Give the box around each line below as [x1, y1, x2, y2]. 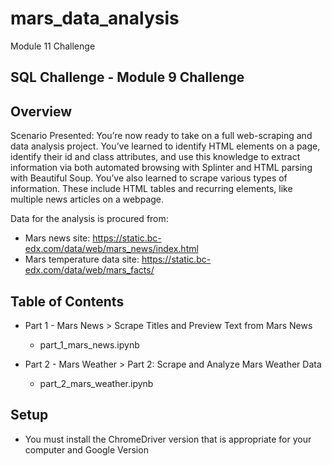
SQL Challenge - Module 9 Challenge [10, 69, 245, 86]
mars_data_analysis [10, 7, 180, 30]
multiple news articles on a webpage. [10, 193, 165, 206]
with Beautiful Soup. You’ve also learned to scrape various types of [10, 172, 288, 184]
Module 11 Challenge [10, 40, 96, 52]
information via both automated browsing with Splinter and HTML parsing [10, 162, 313, 174]
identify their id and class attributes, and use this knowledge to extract [10, 151, 301, 163]
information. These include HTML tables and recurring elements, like [10, 183, 293, 195]
